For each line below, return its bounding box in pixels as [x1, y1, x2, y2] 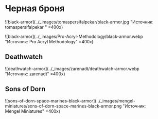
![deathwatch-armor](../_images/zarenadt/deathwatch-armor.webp [5, 66, 140, 71]
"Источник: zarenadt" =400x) [5, 71, 66, 77]
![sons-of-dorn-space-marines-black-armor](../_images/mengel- [5, 98, 136, 103]
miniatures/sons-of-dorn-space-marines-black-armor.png [5, 103, 122, 109]
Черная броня [5, 3, 65, 14]
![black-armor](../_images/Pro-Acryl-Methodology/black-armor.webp [5, 34, 143, 39]
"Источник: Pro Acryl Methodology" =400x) [5, 38, 94, 44]
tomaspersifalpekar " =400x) [5, 24, 63, 30]
